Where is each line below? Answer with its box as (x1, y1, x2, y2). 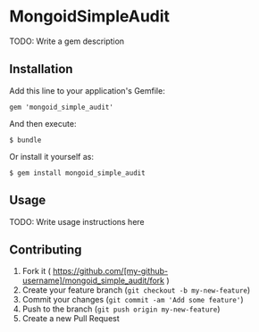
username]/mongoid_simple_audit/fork (21, 275, 165, 286)
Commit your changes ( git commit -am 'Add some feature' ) (21, 295, 244, 305)
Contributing (9, 242, 82, 257)
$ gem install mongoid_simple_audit (9, 168, 146, 178)
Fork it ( (21, 266, 52, 277)
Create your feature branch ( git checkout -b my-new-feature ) (21, 285, 251, 295)
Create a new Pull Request (21, 313, 121, 324)
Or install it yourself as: (9, 151, 94, 162)
